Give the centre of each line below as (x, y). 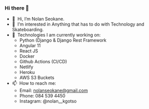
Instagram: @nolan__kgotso (48, 101)
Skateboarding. (28, 30)
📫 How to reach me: (34, 83)
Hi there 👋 (17, 8)
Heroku (27, 72)
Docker (27, 56)
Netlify (26, 67)
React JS (29, 51)
